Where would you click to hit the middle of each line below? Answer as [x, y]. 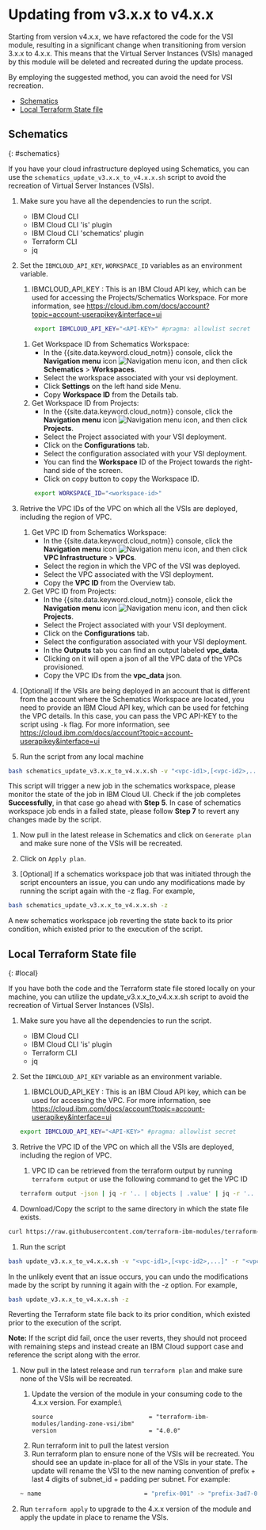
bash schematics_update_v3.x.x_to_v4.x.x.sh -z [88, 906]
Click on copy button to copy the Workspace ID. [121, 479]
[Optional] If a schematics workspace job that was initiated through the [135, 874]
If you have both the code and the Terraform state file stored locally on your [132, 989]
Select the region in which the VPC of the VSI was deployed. [142, 566]
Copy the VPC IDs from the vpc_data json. [112, 675]
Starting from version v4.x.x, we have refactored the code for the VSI [121, 36]
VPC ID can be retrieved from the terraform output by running [132, 1170]
